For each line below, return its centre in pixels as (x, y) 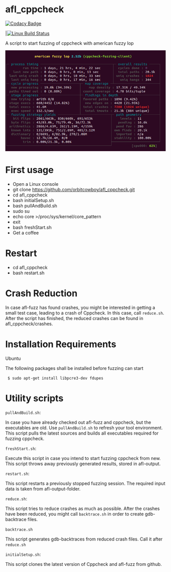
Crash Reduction (41, 293)
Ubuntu (13, 358)
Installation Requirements (61, 344)
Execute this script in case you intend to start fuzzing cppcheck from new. (83, 458)
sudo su (21, 211)
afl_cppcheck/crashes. (29, 324)
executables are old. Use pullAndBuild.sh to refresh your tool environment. (84, 427)
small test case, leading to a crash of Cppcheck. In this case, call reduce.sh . (85, 313)
